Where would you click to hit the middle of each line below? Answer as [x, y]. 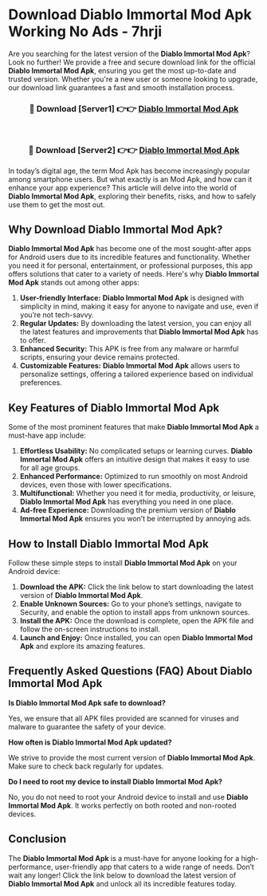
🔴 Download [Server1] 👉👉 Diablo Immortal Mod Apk [134, 108]
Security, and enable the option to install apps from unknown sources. [135, 612]
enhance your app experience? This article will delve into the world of [123, 187]
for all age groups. [50, 468]
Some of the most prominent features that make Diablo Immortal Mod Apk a [133, 427]
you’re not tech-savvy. [57, 315]
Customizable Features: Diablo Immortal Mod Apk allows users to [130, 366]
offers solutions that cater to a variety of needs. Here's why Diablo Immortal [134, 274]
